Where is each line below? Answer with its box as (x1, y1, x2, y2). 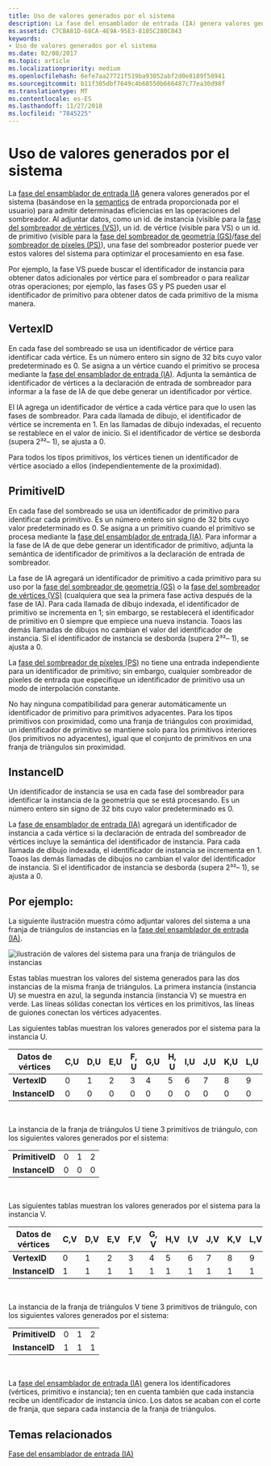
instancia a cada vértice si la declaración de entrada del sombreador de (8, 828, 247, 838)
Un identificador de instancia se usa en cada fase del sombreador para (8, 786, 244, 797)
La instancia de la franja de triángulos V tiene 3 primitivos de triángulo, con (8, 1302, 257, 1311)
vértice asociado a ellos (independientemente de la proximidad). (8, 460, 222, 470)
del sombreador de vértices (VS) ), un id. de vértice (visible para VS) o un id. (8, 222, 261, 232)
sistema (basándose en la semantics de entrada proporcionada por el (8, 197, 240, 206)
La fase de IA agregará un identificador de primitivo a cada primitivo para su (8, 573, 261, 583)
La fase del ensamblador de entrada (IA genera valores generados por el (8, 188, 250, 198)
